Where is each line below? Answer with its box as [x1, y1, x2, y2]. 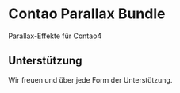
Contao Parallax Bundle [8, 5, 166, 23]
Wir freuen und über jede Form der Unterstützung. [8, 75, 173, 84]
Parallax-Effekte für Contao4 [8, 31, 102, 41]
